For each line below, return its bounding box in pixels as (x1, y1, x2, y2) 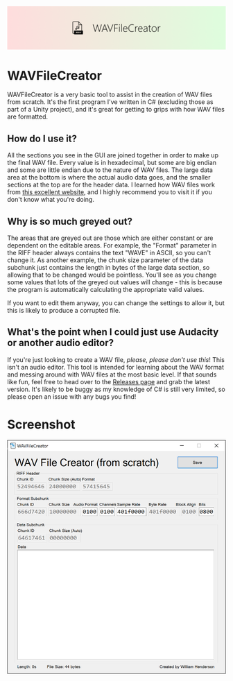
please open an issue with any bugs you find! (7, 392, 137, 401)
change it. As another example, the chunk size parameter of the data (7, 256, 203, 264)
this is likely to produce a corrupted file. (7, 306, 121, 314)
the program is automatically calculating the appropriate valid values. (7, 285, 205, 293)
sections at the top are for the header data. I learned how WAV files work (7, 180, 215, 189)
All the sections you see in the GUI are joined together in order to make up (7, 151, 218, 160)
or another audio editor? (7, 337, 114, 349)
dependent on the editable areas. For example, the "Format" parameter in (7, 241, 217, 249)
